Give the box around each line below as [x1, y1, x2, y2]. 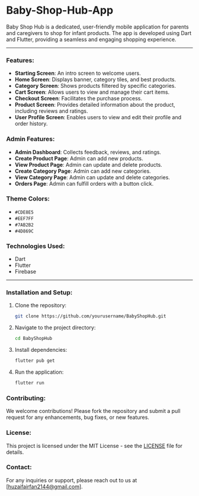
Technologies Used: [6, 241, 65, 250]
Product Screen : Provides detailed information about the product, [14, 101, 176, 109]
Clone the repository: [14, 302, 67, 309]
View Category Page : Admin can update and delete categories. [14, 173, 171, 181]
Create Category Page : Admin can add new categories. [14, 167, 151, 174]
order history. [14, 120, 48, 128]
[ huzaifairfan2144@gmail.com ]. [6, 483, 83, 490]
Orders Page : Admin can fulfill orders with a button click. [14, 180, 154, 187]
